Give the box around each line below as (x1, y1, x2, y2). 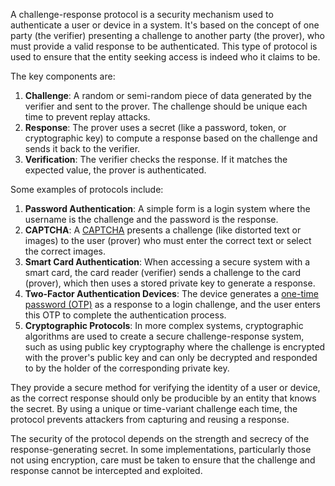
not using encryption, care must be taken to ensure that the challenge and (10, 454, 316, 466)
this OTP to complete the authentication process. (24, 309, 227, 321)
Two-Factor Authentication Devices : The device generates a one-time (24, 288, 319, 299)
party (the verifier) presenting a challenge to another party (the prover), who (10, 30, 325, 41)
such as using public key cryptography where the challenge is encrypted (24, 341, 326, 353)
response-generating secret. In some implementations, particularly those (10, 444, 312, 455)
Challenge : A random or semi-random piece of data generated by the (24, 90, 312, 101)
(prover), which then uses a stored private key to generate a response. (24, 277, 316, 289)
